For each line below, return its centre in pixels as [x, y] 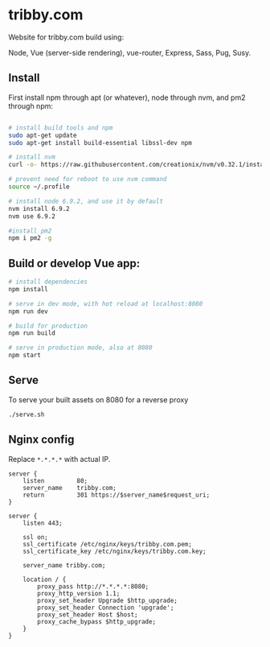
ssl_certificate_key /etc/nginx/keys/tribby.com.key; [115, 551]
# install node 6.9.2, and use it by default [86, 201]
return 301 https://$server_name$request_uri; [117, 495]
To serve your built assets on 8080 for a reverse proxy [98, 399]
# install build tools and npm [61, 128]
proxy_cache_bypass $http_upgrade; [97, 621]
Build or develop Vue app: [74, 263]
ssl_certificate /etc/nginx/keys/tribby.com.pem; [108, 544]
